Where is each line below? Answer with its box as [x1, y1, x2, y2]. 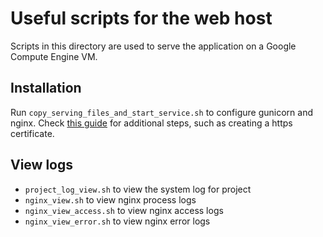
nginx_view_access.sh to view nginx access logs [24, 204, 224, 216]
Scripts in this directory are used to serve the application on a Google [10, 40, 297, 52]
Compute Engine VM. [10, 50, 98, 62]
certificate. [10, 127, 55, 139]
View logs [10, 157, 74, 174]
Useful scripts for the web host [10, 7, 273, 30]
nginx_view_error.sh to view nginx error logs [24, 215, 211, 227]
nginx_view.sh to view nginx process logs [24, 193, 197, 206]
